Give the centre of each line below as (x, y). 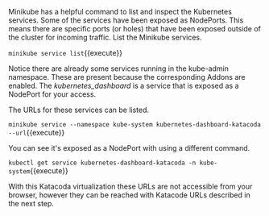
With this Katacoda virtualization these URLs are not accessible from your (130, 186)
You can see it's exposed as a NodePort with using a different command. (129, 148)
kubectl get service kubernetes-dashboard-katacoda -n (102, 163)
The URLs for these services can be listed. (79, 110)
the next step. (31, 204)
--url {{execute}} (37, 133)
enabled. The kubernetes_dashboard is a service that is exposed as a (124, 85)
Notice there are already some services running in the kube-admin (119, 69)
